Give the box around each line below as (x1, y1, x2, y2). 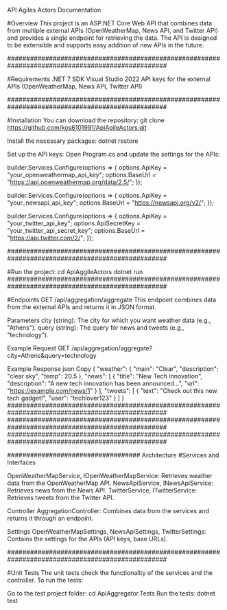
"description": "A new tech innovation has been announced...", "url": (7, 379, 200, 387)
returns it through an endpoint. (7, 515, 94, 522)
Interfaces (7, 458, 36, 466)
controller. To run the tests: (7, 576, 84, 584)
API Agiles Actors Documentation (7, 6, 101, 14)
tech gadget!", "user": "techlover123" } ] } (7, 394, 125, 402)
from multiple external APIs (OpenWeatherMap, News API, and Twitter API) (7, 27, 218, 34)
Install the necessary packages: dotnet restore (7, 137, 139, 145)
